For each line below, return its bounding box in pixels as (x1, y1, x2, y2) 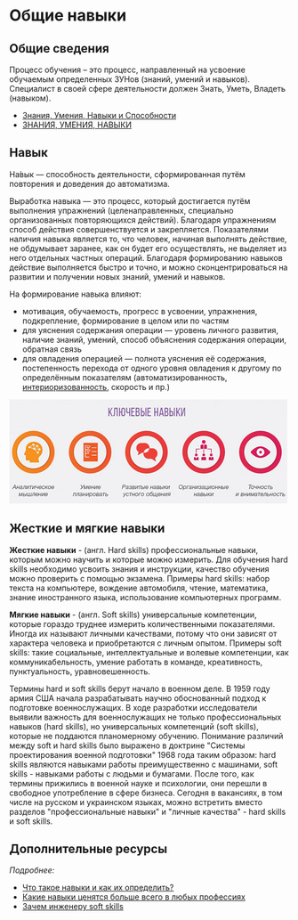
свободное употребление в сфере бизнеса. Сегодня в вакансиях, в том (9, 787, 283, 798)
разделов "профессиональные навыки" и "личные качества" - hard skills (9, 806, 286, 817)
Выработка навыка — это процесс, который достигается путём (9, 195, 251, 206)
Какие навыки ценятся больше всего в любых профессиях (21, 892, 246, 902)
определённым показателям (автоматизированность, (21, 371, 228, 383)
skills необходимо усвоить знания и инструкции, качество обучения (9, 563, 270, 574)
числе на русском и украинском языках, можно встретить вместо (9, 796, 263, 807)
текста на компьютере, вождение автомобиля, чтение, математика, (9, 582, 269, 593)
